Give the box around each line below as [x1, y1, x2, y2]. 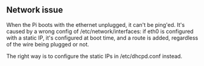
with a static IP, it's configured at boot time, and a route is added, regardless [6, 34, 199, 42]
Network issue [6, 5, 63, 15]
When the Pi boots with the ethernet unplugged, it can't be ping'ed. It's [6, 21, 185, 28]
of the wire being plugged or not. [6, 40, 90, 48]
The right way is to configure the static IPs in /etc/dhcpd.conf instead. [6, 52, 183, 60]
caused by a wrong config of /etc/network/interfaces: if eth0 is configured [6, 28, 194, 35]
